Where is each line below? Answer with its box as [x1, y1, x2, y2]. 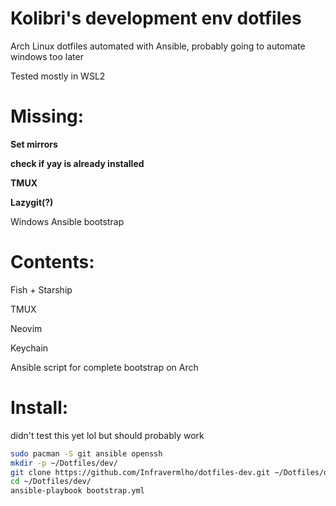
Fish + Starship [10, 283, 73, 296]
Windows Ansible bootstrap [10, 215, 125, 227]
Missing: [10, 105, 85, 128]
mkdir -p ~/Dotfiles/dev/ [10, 458, 118, 468]
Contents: [10, 251, 95, 274]
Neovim [10, 322, 43, 334]
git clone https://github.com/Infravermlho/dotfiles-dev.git [10, 467, 271, 477]
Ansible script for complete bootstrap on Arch [10, 361, 199, 373]
